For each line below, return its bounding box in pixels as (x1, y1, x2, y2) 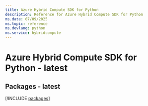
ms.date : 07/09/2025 (5, 16, 48, 21)
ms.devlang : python (5, 26, 46, 31)
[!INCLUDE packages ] (5, 96, 50, 101)
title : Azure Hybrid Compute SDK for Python (5, 7, 99, 12)
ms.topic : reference (5, 21, 48, 26)
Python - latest (5, 63, 68, 74)
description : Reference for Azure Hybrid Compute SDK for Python (5, 12, 143, 17)
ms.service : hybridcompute (5, 30, 61, 35)
